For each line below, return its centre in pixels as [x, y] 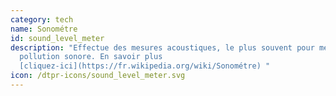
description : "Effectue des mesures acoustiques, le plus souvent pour [162, 47]
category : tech [42, 19]
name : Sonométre [44, 29]
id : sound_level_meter [57, 38]
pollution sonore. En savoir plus [91, 57]
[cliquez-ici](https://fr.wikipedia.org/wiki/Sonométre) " [145, 66]
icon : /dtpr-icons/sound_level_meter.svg [98, 76]
